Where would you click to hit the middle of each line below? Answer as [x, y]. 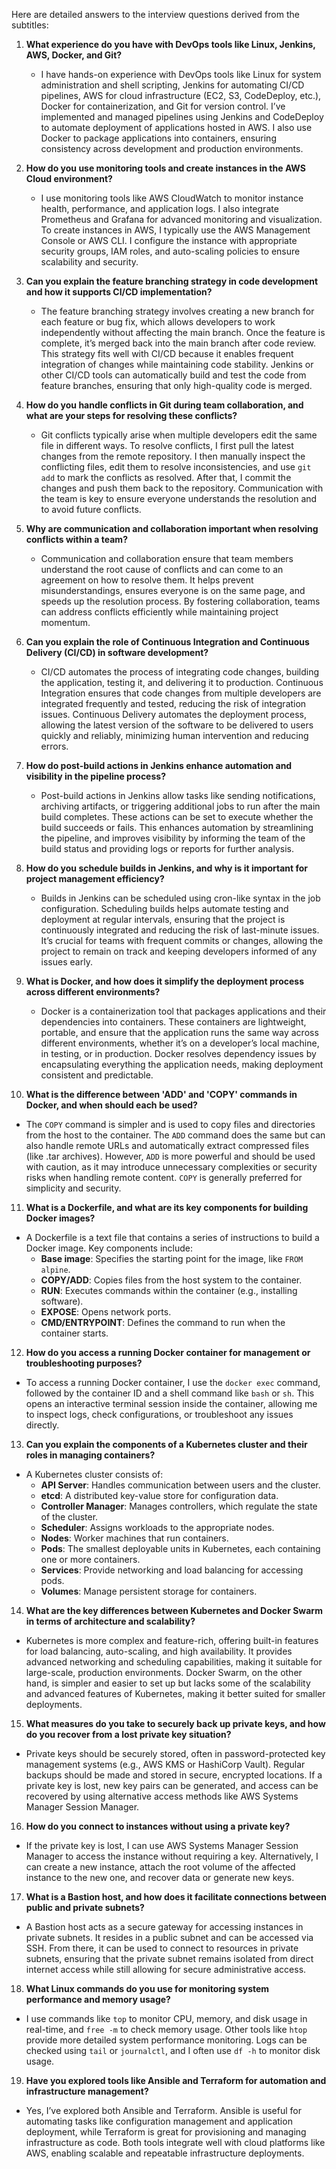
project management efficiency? [95, 878]
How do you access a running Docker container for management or [168, 1352]
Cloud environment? [69, 178]
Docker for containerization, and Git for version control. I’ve [163, 106]
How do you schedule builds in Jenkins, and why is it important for [167, 868]
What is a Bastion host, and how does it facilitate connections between [176, 1897]
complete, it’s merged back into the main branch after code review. [178, 343]
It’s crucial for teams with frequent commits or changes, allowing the [182, 940]
